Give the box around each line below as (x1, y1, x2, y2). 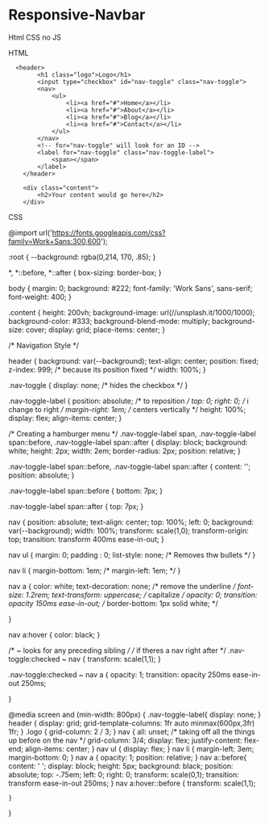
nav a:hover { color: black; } (8, 629, 101, 639)
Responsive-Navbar (8, 6, 146, 24)
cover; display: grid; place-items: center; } (25, 325, 166, 335)
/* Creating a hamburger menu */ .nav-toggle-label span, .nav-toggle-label (8, 428, 256, 438)
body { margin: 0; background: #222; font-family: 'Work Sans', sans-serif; (8, 283, 253, 293)
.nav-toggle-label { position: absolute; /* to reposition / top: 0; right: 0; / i (8, 396, 250, 406)
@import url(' (8, 228, 52, 238)
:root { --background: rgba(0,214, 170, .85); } (8, 252, 156, 262)
